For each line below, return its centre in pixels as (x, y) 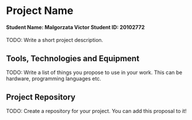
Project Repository (41, 97)
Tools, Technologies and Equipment (73, 59)
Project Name (40, 11)
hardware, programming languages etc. (54, 79)
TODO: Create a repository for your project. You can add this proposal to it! (96, 111)
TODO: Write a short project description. (55, 40)
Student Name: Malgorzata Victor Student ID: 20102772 (76, 27)
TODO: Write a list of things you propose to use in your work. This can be (94, 73)
